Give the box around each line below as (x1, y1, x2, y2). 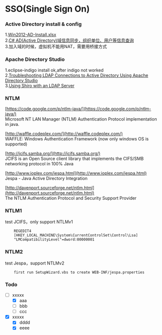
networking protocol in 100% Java (5, 161, 74, 167)
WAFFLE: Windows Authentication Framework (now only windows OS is (5, 136, 149, 142)
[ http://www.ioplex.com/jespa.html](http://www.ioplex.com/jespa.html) (5, 170, 147, 176)
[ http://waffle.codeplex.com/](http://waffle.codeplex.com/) (5, 131, 123, 137)
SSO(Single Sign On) (5, 3, 90, 15)
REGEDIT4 (14, 229, 32, 234)
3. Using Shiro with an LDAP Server (5, 83, 74, 88)
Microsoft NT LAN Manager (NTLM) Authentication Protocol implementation (5, 116, 157, 122)
